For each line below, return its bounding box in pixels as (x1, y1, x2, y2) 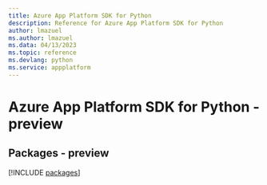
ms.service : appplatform (8, 64, 91, 72)
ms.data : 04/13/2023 (8, 41, 78, 49)
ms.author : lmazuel (8, 33, 74, 42)
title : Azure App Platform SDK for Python (8, 11, 152, 20)
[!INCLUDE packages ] (8, 167, 81, 177)
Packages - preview (8, 147, 110, 160)
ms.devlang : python (8, 57, 74, 65)
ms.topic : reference (8, 49, 78, 57)
